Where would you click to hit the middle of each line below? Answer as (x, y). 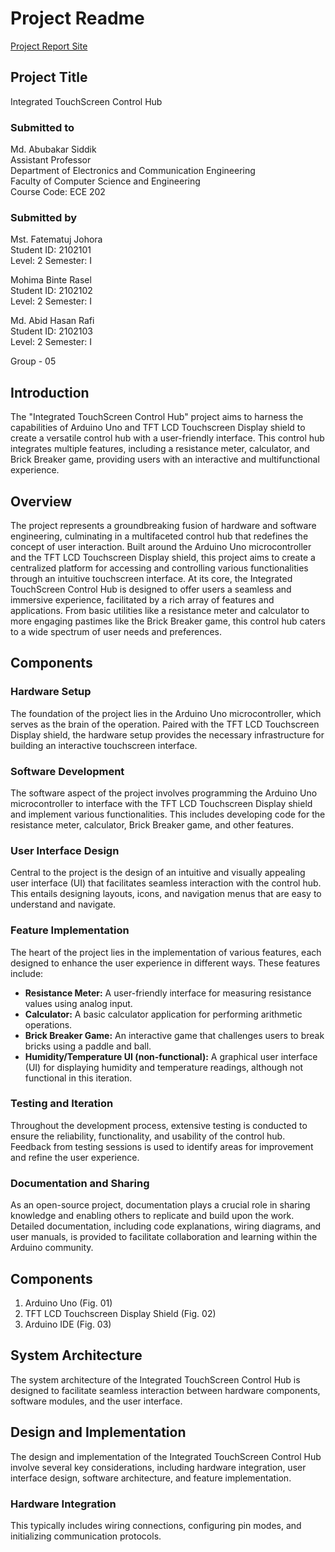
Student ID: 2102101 (51, 250)
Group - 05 (33, 361)
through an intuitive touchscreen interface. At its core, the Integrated (151, 578)
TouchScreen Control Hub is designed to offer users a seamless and (151, 589)
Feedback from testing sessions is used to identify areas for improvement (162, 1146)
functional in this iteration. (78, 1078)
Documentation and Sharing (80, 1183)
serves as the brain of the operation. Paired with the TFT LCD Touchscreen (165, 724)
